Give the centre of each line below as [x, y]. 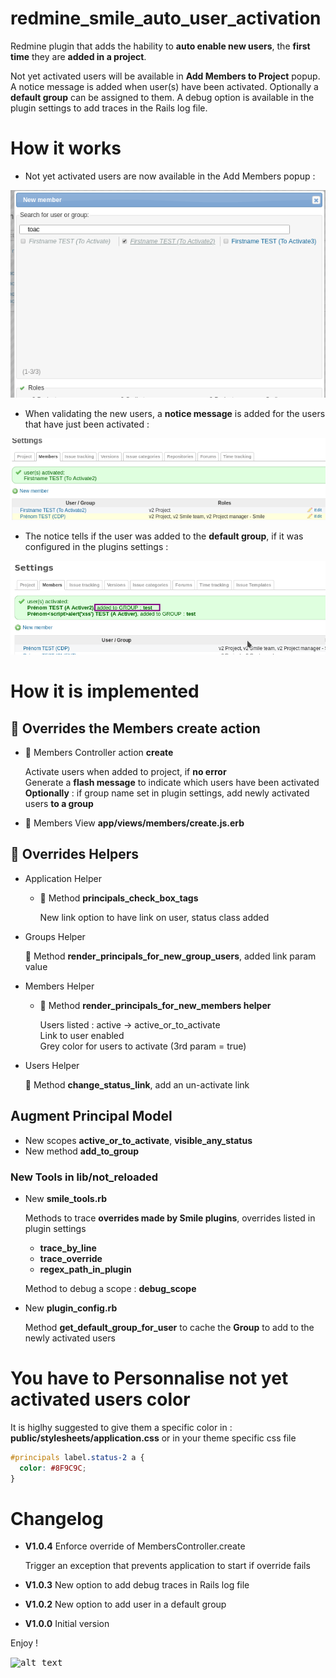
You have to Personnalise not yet [149, 1378]
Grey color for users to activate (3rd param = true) [143, 1046]
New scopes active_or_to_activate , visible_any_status [138, 1140]
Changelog [57, 1518]
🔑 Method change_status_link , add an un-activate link [137, 1084]
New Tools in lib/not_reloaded [84, 1177]
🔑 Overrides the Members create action [135, 728]
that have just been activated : [87, 424]
